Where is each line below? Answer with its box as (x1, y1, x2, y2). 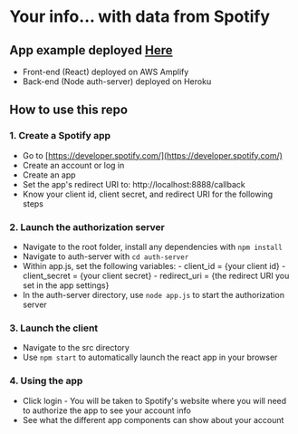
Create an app (22, 169, 76, 180)
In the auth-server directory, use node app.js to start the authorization (22, 289, 285, 300)
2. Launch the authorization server (9, 220, 166, 233)
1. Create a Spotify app (9, 130, 111, 142)
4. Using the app (9, 374, 83, 387)
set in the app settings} (22, 279, 110, 291)
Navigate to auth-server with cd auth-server (22, 251, 189, 262)
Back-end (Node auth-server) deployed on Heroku (22, 76, 212, 87)
